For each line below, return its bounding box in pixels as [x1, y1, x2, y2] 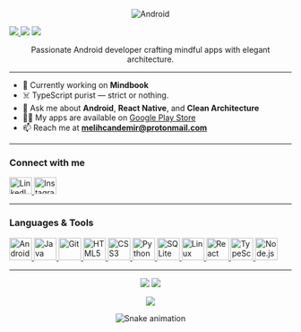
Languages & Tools [9, 216, 94, 229]
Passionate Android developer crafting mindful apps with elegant [30, 45, 271, 55]
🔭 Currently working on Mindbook [21, 80, 150, 90]
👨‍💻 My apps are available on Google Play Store [21, 112, 196, 123]
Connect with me [9, 156, 85, 169]
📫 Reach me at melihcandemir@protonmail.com [21, 122, 208, 133]
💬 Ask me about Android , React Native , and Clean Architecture [21, 103, 260, 113]
